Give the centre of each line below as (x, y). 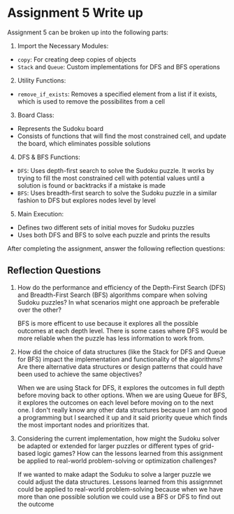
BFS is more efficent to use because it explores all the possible (108, 323)
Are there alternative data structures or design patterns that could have (120, 366)
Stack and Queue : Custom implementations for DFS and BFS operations (118, 67)
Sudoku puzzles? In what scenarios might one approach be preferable (118, 302)
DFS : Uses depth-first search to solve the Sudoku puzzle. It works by (116, 170)
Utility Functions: (42, 80)
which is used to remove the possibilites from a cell (91, 101)
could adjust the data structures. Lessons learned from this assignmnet (120, 482)
